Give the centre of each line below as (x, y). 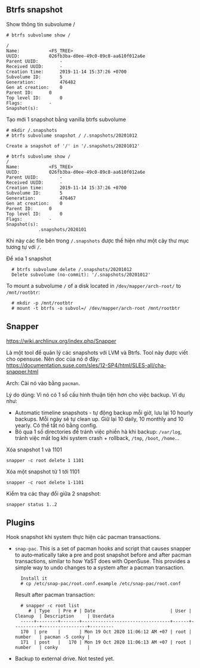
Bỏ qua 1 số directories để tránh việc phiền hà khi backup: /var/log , (98, 432)
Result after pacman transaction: (55, 595)
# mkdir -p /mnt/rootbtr (42, 303)
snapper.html (22, 371)
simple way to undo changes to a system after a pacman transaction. (100, 568)
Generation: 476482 (41, 82)
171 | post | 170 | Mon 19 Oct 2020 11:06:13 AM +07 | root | (106, 642)
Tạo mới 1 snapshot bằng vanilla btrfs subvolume (66, 119)
